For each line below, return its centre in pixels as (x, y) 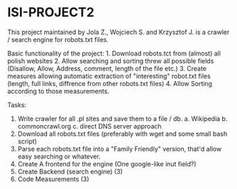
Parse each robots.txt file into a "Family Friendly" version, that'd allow (120, 148)
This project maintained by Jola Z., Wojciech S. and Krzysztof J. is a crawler (118, 32)
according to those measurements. (59, 91)
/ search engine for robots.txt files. (58, 39)
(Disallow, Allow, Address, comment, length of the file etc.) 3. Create (107, 68)
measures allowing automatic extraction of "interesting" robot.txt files (109, 76)
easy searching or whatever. (59, 156)
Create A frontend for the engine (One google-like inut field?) (107, 163)
